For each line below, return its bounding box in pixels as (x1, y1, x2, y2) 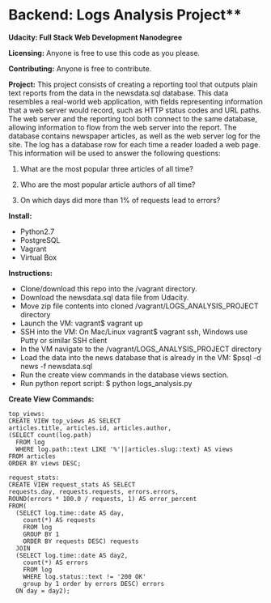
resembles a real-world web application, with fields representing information (8, 96, 263, 106)
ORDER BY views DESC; (8, 459, 82, 467)
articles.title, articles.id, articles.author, (8, 423, 172, 432)
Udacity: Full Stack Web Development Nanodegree (8, 32, 183, 42)
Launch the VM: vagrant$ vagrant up (19, 318, 143, 328)
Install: (8, 210, 32, 220)
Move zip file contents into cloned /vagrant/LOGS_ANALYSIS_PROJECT (19, 301, 259, 311)
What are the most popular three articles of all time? (19, 163, 194, 173)
